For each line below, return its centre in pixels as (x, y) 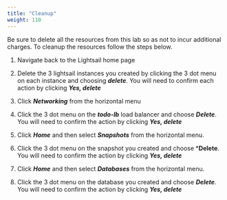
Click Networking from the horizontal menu (79, 101)
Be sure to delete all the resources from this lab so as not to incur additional (114, 39)
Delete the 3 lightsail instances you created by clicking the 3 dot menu (117, 73)
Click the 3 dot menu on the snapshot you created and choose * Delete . (118, 148)
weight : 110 (24, 20)
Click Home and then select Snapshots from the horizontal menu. (110, 135)
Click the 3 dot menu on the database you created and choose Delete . (117, 182)
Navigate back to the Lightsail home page (76, 60)
